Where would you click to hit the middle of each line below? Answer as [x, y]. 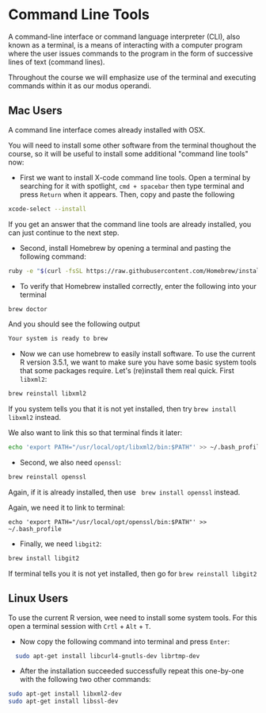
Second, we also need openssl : [70, 462]
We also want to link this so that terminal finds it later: [95, 433]
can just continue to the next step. [64, 233]
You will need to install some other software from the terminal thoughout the [132, 145]
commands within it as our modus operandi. [80, 86]
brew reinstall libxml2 [47, 394]
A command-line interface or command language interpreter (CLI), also [124, 37]
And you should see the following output [74, 324]
